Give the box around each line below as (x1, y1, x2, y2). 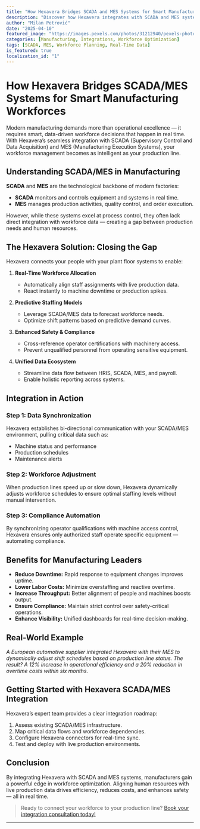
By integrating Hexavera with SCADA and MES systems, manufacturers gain (6, 773, 192, 781)
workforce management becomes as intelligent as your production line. (6, 149, 181, 156)
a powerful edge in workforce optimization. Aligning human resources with (6, 780, 189, 787)
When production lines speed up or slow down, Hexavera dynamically (6, 484, 177, 491)
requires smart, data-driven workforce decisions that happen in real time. (6, 130, 186, 137)
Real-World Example (6, 633, 84, 643)
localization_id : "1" (6, 53, 60, 59)
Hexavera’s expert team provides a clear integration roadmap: (6, 710, 158, 717)
